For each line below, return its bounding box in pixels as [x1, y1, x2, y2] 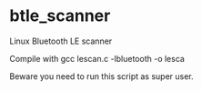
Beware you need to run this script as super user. [9, 70, 194, 82]
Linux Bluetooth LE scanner [9, 35, 113, 46]
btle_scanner [9, 5, 111, 26]
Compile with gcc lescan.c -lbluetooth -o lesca [9, 53, 185, 64]
